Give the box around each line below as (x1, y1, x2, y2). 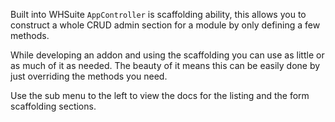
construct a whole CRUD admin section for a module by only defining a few (10, 19, 321, 31)
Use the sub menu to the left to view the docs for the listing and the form (10, 90, 310, 101)
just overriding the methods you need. (10, 70, 168, 82)
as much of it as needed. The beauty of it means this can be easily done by (10, 60, 321, 71)
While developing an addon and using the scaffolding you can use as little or (10, 49, 325, 61)
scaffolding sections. (10, 100, 97, 112)
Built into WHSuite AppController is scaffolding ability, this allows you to (10, 9, 307, 20)
